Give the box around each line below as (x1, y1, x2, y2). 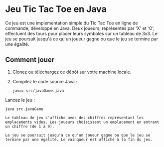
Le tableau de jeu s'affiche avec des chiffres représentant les (5, 115, 144, 120)
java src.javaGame (5, 106, 43, 112)
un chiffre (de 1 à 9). (5, 124, 55, 129)
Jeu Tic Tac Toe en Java (5, 3, 107, 15)
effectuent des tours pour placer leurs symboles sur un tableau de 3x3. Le (5, 30, 158, 36)
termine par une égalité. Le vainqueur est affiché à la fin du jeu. (5, 137, 153, 142)
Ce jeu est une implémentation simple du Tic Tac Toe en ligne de (5, 20, 138, 26)
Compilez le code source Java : (12, 78, 77, 84)
